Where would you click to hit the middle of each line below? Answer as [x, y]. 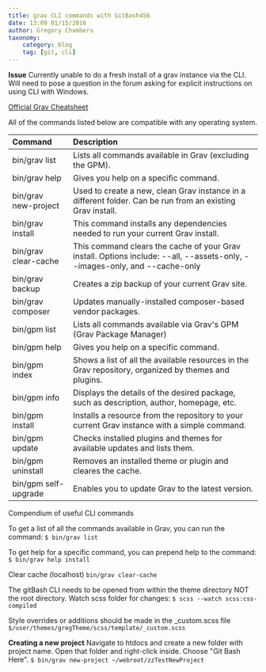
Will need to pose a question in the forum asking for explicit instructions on [130, 83]
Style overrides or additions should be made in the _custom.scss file [120, 621]
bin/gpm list [34, 329]
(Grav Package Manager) [120, 334]
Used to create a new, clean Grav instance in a [159, 191]
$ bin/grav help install [49, 560]
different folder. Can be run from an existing [154, 201]
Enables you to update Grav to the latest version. [163, 489]
